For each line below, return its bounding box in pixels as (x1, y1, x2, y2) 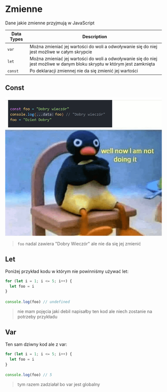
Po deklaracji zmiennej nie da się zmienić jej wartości (29, 68, 138, 74)
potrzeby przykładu (17, 314, 58, 320)
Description (82, 33, 107, 39)
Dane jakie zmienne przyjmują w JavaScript (5, 20, 95, 26)
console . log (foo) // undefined (5, 300, 70, 305)
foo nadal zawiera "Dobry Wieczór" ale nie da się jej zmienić (17, 240, 141, 246)
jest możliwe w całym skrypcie (29, 49, 92, 55)
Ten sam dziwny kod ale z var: (5, 341, 68, 347)
